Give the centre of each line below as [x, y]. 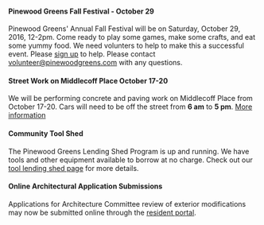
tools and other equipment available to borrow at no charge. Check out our [130, 160]
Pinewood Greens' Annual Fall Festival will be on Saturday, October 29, [124, 29]
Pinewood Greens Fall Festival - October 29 [82, 11]
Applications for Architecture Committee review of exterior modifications [127, 204]
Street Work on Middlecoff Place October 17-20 [88, 80]
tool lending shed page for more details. [74, 168]
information [27, 115]
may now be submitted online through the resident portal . [102, 212]
